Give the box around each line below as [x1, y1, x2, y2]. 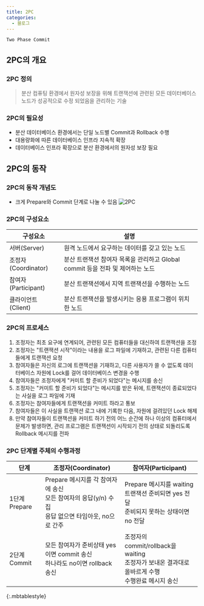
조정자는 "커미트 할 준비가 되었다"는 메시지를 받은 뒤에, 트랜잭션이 [15, 384, 171, 391]
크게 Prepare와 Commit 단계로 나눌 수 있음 [15, 198, 118, 205]
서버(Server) [9, 244, 44, 252]
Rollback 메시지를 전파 [15, 430, 70, 437]
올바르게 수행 [124, 567, 160, 576]
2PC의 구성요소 [6, 215, 50, 223]
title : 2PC [6, 9, 34, 15]
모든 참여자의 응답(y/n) [45, 494, 107, 502]
